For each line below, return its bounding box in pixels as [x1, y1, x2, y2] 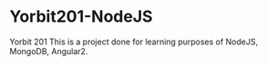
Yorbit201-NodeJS [9, 6, 153, 27]
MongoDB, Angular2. [9, 45, 88, 56]
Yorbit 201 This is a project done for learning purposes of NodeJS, [9, 36, 259, 47]
